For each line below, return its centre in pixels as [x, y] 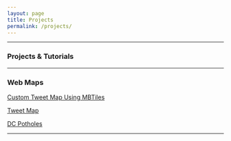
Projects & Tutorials [41, 57]
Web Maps [25, 82]
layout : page [26, 13]
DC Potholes [25, 123]
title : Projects [30, 20]
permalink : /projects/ [40, 26]
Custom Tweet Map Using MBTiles [56, 97]
